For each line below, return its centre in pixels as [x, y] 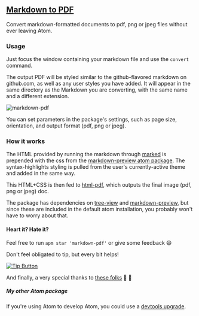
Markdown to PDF [40, 10]
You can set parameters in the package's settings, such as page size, [92, 120]
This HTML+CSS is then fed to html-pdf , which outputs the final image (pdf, [99, 185]
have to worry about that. [37, 215]
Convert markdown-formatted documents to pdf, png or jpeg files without [97, 24]
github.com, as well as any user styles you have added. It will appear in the [99, 84]
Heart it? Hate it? [27, 229]
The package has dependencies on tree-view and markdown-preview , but [97, 203]
